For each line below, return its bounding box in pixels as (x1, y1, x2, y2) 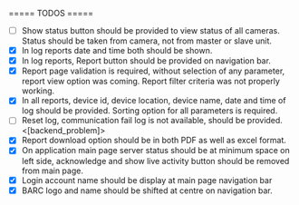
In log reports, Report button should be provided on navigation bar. (21, 55, 271, 66)
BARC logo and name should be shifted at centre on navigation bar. (21, 185, 273, 196)
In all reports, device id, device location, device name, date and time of (21, 95, 286, 106)
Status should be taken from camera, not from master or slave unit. (21, 35, 273, 46)
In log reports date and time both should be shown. (21, 45, 213, 56)
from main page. (21, 165, 83, 176)
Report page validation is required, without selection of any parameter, (21, 65, 285, 76)
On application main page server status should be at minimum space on (21, 145, 291, 156)
